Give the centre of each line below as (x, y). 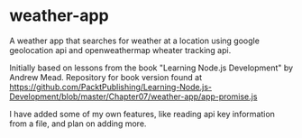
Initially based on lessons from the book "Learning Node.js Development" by (151, 68)
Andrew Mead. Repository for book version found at (106, 77)
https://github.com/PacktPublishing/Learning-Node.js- (110, 87)
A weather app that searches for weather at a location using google (134, 41)
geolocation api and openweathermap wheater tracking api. (120, 50)
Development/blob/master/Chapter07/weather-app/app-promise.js (133, 97)
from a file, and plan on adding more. (78, 124)
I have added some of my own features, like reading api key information (142, 114)
